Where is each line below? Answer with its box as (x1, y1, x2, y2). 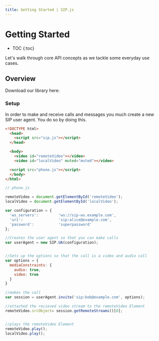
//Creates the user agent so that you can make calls (5, 236, 119, 241)
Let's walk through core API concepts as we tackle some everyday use (5, 55, 150, 61)
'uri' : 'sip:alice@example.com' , (9, 217, 112, 222)
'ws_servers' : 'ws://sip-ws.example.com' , (9, 212, 116, 218)
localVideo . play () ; (5, 331, 46, 336)
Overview (5, 74, 36, 83)
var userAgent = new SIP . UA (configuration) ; (5, 240, 99, 245)
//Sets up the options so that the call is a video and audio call (5, 254, 148, 258)
